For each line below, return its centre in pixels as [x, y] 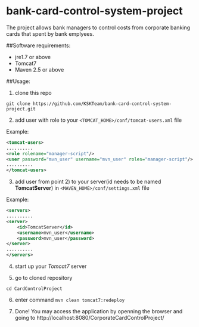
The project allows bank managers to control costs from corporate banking [98, 27]
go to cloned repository [43, 278]
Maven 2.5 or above [39, 69]
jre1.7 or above [33, 57]
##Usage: [18, 81]
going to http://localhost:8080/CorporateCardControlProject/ [90, 318]
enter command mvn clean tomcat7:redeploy [70, 300]
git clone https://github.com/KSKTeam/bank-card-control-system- [89, 104]
